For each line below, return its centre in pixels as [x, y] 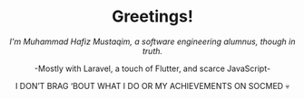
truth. [152, 50]
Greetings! [152, 17]
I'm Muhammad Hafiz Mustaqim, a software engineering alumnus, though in [152, 41]
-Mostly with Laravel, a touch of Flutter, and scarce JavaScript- [152, 68]
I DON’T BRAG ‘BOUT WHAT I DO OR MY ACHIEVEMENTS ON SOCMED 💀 [152, 85]
